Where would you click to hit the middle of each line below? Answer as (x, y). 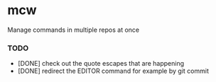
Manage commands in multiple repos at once (74, 30)
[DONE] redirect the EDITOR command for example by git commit (113, 71)
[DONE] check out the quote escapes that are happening (101, 64)
